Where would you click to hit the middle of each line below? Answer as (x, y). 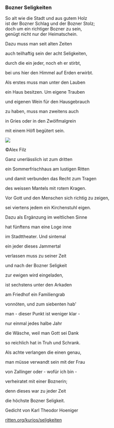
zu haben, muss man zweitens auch (42, 112)
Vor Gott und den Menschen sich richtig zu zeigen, (57, 198)
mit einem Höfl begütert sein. (35, 131)
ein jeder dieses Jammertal (33, 246)
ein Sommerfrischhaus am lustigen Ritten (47, 169)
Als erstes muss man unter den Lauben (45, 82)
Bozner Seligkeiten (29, 7)
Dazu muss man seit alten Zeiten (39, 44)
